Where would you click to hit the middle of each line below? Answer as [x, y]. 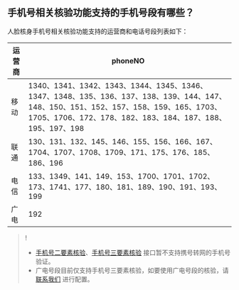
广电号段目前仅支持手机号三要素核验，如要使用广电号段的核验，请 [132, 270]
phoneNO [128, 60]
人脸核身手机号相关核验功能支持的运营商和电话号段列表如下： [98, 31]
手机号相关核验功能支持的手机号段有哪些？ [101, 13]
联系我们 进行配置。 [64, 279]
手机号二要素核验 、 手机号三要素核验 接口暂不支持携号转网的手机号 [133, 252]
